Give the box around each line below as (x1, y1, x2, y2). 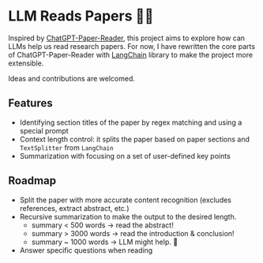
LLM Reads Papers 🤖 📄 (8, 7, 154, 25)
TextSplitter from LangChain (19, 142, 114, 152)
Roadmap (8, 174, 57, 188)
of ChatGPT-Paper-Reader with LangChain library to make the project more (8, 50, 254, 59)
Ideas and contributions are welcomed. (8, 73, 136, 83)
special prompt (19, 126, 69, 135)
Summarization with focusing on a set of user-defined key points (19, 151, 231, 160)
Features (8, 96, 53, 110)
